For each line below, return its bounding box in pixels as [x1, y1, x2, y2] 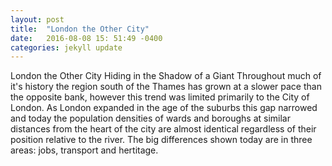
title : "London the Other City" [10, 24, 150, 34]
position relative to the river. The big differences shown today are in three [10, 134, 313, 146]
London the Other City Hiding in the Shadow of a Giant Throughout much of [10, 70, 322, 82]
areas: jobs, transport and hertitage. [10, 144, 159, 156]
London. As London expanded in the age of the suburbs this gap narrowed [10, 102, 318, 114]
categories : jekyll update [10, 42, 123, 53]
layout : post [10, 14, 65, 25]
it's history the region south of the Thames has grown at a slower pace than [10, 81, 322, 93]
